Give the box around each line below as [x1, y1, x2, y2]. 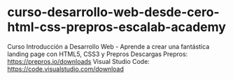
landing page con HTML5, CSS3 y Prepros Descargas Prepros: [7, 50, 188, 58]
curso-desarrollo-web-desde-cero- [7, 4, 220, 20]
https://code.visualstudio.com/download [7, 65, 124, 73]
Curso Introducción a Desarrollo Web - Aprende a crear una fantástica [7, 42, 210, 51]
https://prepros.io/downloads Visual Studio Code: [7, 57, 150, 65]
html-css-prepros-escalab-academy [7, 19, 226, 35]
